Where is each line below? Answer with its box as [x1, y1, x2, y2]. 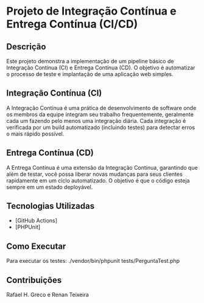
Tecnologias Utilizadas [6, 201, 95, 211]
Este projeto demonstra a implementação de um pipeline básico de [6, 58, 174, 64]
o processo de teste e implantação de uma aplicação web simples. [6, 71, 174, 77]
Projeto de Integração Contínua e [6, 4, 177, 18]
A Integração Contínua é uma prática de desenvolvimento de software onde [6, 104, 197, 111]
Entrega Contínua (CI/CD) [6, 17, 138, 31]
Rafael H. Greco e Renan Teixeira [6, 291, 90, 299]
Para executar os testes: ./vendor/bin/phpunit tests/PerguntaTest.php [6, 257, 180, 265]
